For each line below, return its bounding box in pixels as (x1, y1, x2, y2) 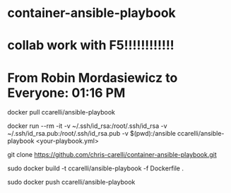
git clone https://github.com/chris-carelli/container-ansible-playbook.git (7, 151, 217, 159)
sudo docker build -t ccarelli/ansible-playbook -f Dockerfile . (7, 164, 184, 172)
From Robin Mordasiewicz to (7, 69, 178, 86)
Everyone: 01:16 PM (7, 85, 126, 100)
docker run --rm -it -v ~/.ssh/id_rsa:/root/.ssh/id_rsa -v (7, 122, 167, 130)
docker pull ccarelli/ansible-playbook (7, 108, 115, 117)
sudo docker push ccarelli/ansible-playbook (7, 178, 136, 187)
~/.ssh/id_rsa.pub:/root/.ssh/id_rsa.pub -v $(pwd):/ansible (7, 129, 177, 138)
